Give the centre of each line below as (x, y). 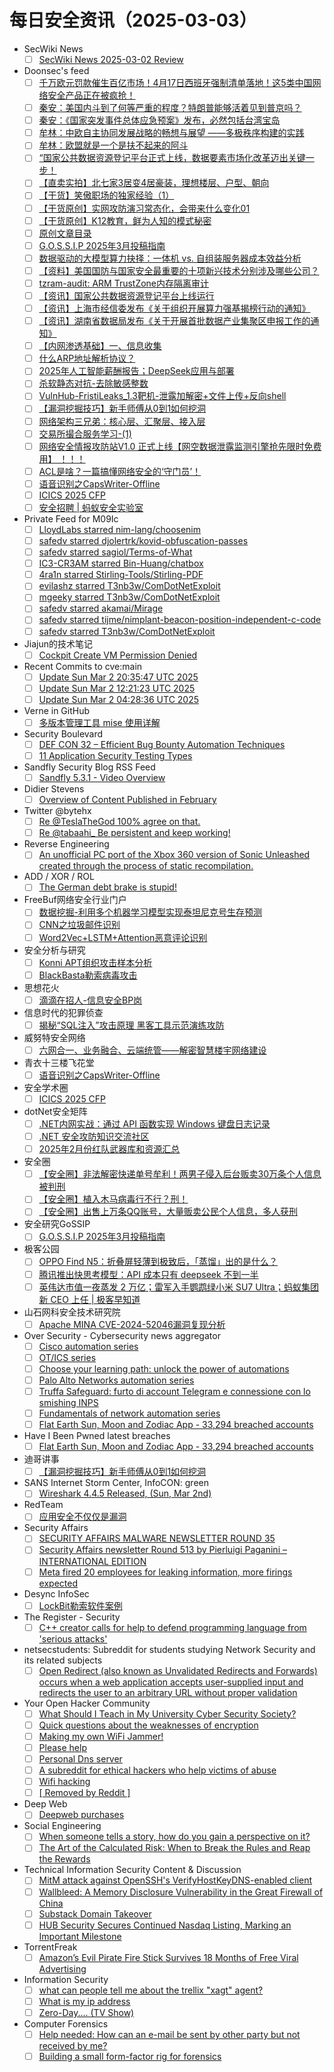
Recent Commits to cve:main (83, 666)
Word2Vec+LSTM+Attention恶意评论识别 (123, 937)
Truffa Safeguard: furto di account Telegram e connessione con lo (174, 1391)
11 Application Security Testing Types (115, 755)
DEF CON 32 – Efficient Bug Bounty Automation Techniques (162, 744)
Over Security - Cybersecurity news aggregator (122, 1335)
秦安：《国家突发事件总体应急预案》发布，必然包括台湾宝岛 (159, 120)
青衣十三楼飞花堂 (59, 1062)
